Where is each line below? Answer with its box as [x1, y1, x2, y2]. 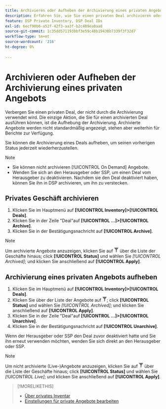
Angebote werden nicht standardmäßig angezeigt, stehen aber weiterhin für [5, 125, 160, 131]
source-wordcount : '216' [5, 40, 56, 45]
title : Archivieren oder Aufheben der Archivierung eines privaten [5, 8, 147, 13]
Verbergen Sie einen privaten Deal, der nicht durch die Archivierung [5, 109, 143, 115]
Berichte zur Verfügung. [5, 130, 54, 136]
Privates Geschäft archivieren [5, 194, 99, 202]
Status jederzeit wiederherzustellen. [5, 145, 79, 151]
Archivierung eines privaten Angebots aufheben [5, 273, 158, 281]
